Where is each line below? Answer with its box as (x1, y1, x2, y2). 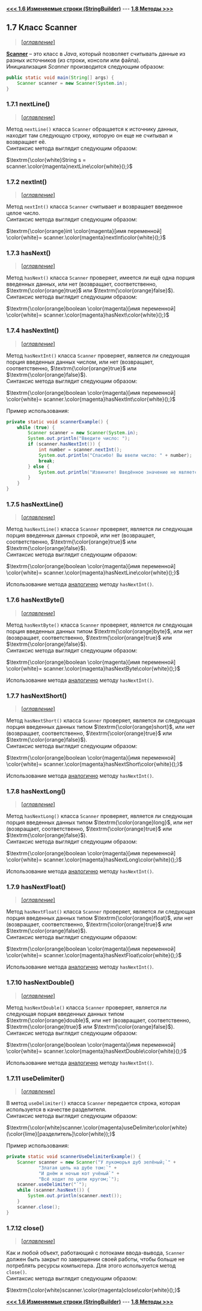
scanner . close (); (17, 1204, 61, 1210)
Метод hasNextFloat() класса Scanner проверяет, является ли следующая (6, 908, 195, 916)
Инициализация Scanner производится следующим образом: (6, 63, 165, 70)
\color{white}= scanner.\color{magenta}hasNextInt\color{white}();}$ (6, 395, 176, 403)
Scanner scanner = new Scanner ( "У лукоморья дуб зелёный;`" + (17, 1159, 176, 1165)
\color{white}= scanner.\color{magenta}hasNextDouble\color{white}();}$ (6, 1047, 187, 1055)
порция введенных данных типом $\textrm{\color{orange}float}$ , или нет (6, 914, 194, 922)
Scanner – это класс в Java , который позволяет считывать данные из (6, 50, 186, 57)
